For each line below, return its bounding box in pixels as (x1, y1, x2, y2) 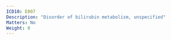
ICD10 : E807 (6, 8, 36, 15)
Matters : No (6, 19, 36, 25)
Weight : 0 (6, 25, 31, 31)
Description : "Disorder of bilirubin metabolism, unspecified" (6, 14, 166, 20)
